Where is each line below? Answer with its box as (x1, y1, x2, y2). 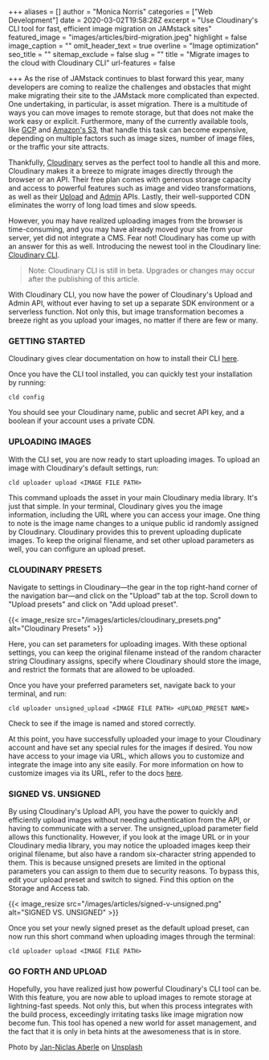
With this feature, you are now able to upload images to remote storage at (8, 992, 252, 1002)
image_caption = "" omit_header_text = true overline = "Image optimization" (8, 41, 259, 51)
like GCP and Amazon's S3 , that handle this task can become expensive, (8, 125, 248, 134)
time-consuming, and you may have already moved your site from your (8, 224, 243, 234)
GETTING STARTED (8, 335, 86, 347)
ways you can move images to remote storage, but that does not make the (8, 108, 255, 117)
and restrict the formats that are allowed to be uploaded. (8, 664, 195, 674)
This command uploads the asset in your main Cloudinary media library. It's (8, 492, 259, 502)
